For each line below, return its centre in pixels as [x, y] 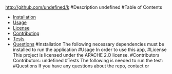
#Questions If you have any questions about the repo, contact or [81, 66]
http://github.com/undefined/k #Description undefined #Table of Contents [84, 7]
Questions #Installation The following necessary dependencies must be [88, 44]
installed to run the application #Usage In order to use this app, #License [90, 50]
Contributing [26, 33]
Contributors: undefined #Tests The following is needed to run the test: [88, 61]
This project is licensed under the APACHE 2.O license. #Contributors [86, 55]
